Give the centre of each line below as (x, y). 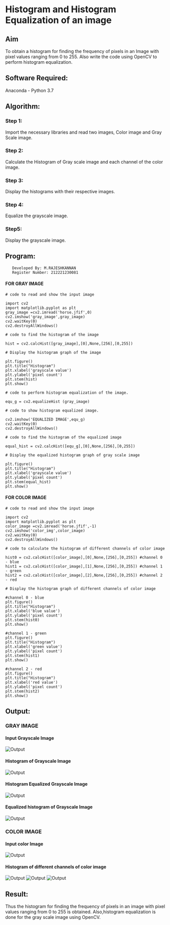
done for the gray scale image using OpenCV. (53, 917)
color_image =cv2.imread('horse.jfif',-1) (51, 526)
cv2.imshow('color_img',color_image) (45, 531)
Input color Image (24, 844)
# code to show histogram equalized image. (52, 410)
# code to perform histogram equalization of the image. (67, 393)
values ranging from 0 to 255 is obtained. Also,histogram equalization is (81, 912)
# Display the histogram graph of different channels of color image (81, 588)
